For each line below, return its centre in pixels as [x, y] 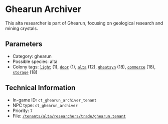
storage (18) [25, 72]
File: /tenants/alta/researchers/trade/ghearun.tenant [69, 115]
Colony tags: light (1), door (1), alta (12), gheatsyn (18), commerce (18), [84, 66]
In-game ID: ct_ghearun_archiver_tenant [54, 100]
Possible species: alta [35, 61]
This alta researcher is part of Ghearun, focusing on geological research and [84, 23]
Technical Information [40, 88]
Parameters [24, 44]
